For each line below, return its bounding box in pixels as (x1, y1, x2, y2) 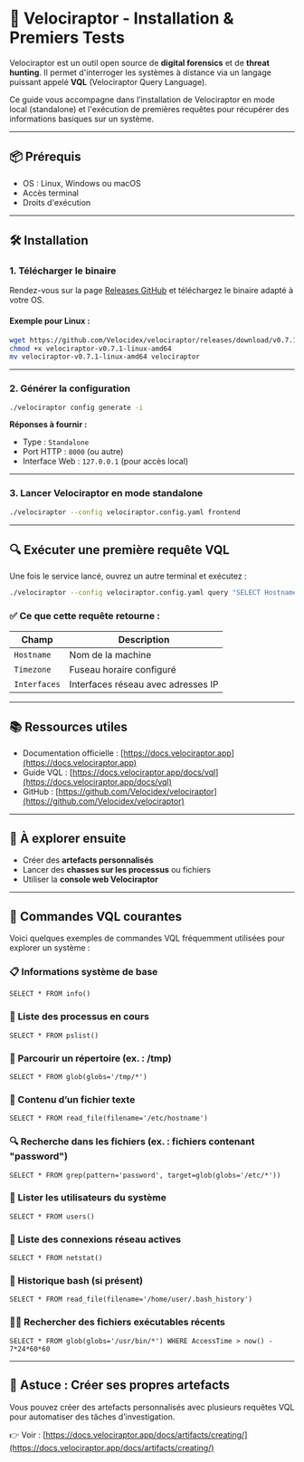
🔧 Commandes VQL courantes (9, 909, 183, 924)
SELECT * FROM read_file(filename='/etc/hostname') (9, 1113, 208, 1123)
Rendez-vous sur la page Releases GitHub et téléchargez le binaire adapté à (9, 285, 294, 296)
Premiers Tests (9, 27, 125, 48)
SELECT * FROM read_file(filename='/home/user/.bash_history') (9, 1295, 253, 1304)
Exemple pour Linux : (9, 316, 90, 327)
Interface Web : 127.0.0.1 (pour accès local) (22, 456, 189, 467)
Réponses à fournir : (9, 419, 88, 430)
